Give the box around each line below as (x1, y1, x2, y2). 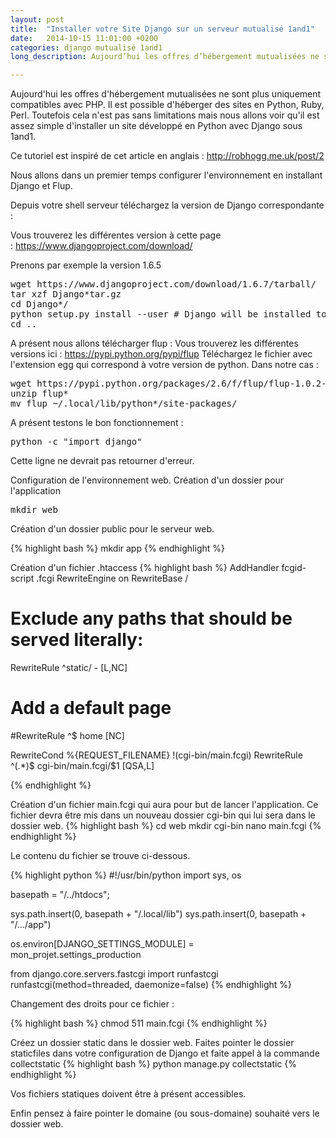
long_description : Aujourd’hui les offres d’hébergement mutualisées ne (10, 52, 320, 62)
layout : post (10, 14, 65, 25)
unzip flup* (10, 388, 69, 400)
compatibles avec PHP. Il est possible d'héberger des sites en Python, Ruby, (10, 99, 325, 111)
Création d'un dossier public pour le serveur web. (10, 523, 215, 535)
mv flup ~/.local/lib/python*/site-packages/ (10, 398, 238, 410)
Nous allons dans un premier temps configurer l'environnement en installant (10, 169, 323, 181)
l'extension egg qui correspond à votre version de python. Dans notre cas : (10, 359, 319, 371)
